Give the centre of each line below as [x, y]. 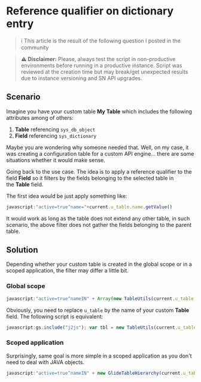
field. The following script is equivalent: [55, 316]
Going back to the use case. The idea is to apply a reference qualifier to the [99, 171]
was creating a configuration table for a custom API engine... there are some [100, 153]
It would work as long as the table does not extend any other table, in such [98, 218]
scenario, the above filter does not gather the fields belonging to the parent [99, 225]
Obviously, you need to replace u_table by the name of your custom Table [98, 310]
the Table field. [25, 184]
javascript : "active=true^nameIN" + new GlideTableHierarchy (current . [95, 373]
